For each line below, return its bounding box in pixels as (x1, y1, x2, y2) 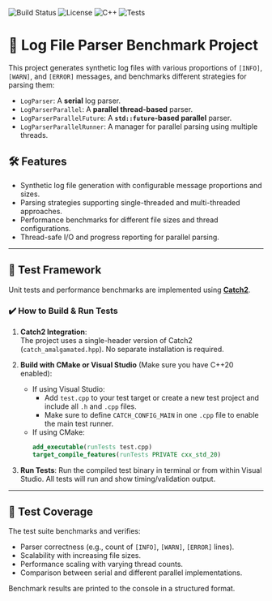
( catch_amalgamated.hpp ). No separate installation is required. (19, 344, 224, 354)
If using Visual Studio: (32, 384, 105, 393)
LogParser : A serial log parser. (19, 96, 121, 105)
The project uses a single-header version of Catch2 (19, 335, 193, 345)
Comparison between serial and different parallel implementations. (19, 568, 243, 577)
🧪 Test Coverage (8, 505, 94, 518)
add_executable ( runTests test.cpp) (32, 443, 152, 451)
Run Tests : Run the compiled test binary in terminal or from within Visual (19, 465, 262, 474)
